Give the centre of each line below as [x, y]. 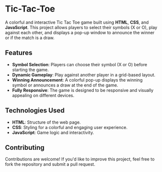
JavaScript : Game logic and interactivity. [53, 132]
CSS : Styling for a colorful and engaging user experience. [70, 127]
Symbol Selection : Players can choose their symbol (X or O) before [80, 64]
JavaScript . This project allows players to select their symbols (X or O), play [81, 27]
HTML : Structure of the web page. [46, 122]
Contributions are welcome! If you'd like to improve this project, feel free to [80, 159]
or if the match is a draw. [30, 38]
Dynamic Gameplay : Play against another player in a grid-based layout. [84, 75]
